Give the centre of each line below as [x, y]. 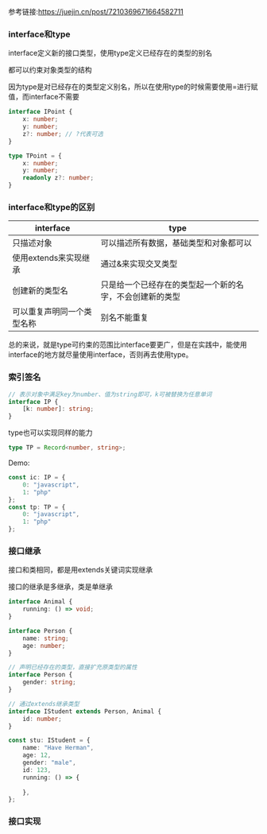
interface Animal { [41, 602]
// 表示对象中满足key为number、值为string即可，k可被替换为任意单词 [110, 394]
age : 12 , [37, 755]
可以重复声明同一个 [48, 312]
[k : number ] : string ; [58, 409]
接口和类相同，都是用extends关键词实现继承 [81, 570]
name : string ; [46, 638]
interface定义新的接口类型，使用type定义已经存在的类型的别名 [110, 53]
